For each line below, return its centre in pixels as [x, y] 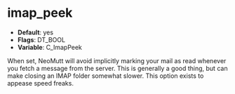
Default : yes [35, 32]
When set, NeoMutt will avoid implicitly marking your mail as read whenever [117, 60]
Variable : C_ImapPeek [50, 47]
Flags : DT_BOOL [41, 39]
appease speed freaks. [40, 83]
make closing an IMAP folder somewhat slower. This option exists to [106, 76]
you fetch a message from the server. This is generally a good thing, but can [117, 68]
